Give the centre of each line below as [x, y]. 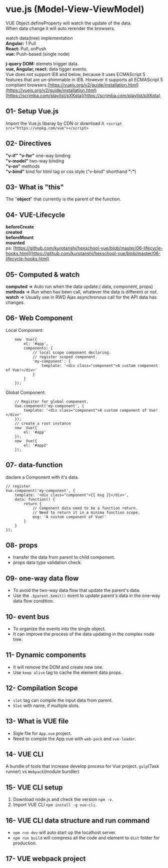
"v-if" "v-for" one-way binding [38, 155]
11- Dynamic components [46, 655]
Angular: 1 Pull [21, 43]
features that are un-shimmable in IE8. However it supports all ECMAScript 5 [84, 79]
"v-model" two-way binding [35, 160]
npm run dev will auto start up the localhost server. [64, 832]
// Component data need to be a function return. [85, 508]
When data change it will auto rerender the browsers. [60, 28]
